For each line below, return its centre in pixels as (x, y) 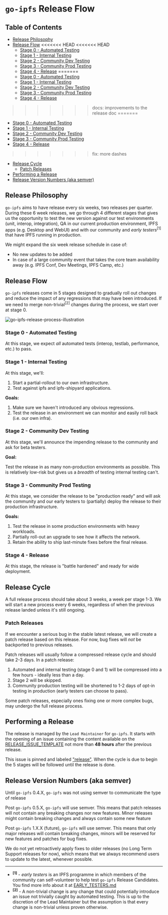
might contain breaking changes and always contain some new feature (78, 819)
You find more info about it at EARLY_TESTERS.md (64, 885)
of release (15, 798)
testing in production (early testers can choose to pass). (70, 691)
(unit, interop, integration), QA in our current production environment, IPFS (82, 223)
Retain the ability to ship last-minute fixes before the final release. (80, 542)
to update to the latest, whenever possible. (49, 859)
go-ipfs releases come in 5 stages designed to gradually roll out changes (81, 293)
